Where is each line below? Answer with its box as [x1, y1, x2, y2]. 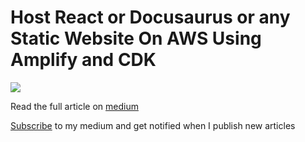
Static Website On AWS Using [10, 27, 262, 50]
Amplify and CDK [10, 49, 157, 71]
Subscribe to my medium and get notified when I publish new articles [10, 119, 296, 131]
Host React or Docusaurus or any [10, 6, 291, 29]
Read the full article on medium [10, 100, 139, 112]
